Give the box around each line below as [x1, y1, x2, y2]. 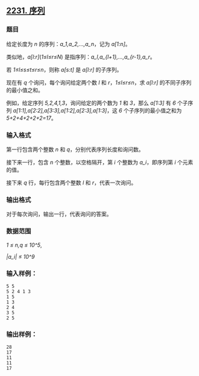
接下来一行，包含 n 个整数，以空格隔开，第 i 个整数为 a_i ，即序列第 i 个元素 [6, 158, 194, 166]
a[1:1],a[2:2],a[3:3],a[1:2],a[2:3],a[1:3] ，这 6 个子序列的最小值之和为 [13, 106, 182, 114]
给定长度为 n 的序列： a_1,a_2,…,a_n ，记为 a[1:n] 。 [6, 40, 131, 47]
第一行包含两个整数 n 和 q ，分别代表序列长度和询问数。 [6, 146, 144, 153]
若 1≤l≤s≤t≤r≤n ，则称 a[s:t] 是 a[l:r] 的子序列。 [6, 66, 122, 73]
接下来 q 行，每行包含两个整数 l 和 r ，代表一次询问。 [6, 179, 137, 186]
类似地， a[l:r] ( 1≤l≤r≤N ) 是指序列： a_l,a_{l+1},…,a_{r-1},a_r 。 [6, 53, 156, 60]
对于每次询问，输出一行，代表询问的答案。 [6, 210, 112, 218]
